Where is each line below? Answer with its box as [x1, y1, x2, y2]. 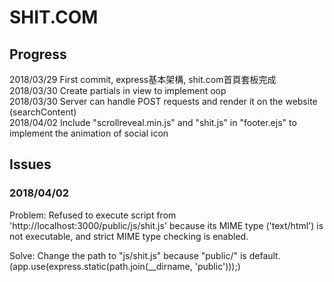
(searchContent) [9, 106, 77, 118]
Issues [9, 156, 52, 173]
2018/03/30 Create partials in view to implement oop [9, 85, 227, 96]
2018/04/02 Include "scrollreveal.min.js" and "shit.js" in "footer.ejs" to [9, 117, 297, 128]
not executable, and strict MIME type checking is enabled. [9, 230, 249, 242]
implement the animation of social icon [9, 127, 169, 139]
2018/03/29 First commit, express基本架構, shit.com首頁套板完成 [9, 74, 277, 85]
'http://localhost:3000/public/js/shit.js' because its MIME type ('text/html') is [9, 219, 324, 231]
